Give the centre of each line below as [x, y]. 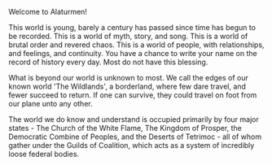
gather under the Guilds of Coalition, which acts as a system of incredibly [132, 145]
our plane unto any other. [50, 104]
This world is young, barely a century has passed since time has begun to [132, 27]
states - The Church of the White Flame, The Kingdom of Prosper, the [125, 128]
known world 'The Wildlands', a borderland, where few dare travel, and [127, 86]
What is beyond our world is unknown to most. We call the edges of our [128, 78]
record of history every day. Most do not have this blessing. [108, 62]
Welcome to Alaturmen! [48, 12]
